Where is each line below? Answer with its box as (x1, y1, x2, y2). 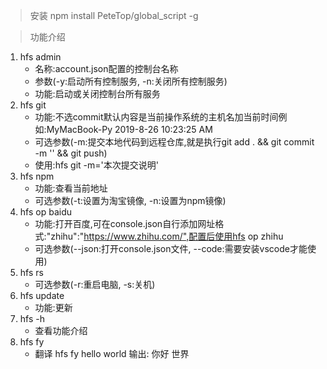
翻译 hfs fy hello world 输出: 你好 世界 (34, 348, 190, 359)
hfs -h (19, 313, 45, 324)
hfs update (19, 290, 65, 301)
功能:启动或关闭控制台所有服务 (34, 88, 161, 99)
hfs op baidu (19, 206, 72, 218)
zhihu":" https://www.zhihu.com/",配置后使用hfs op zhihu (50, 230, 284, 242)
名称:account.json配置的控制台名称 (34, 63, 179, 74)
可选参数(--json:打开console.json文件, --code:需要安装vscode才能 (34, 243, 308, 254)
